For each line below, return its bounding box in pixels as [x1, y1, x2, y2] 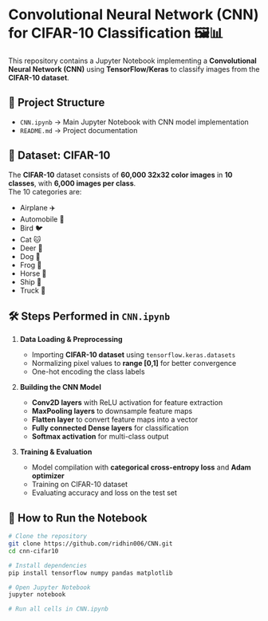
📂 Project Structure [8, 96, 105, 109]
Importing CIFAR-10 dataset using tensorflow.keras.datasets [31, 350, 236, 360]
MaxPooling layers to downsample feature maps [31, 407, 193, 416]
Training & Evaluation [19, 447, 93, 457]
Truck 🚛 [19, 285, 46, 295]
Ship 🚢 [19, 277, 42, 286]
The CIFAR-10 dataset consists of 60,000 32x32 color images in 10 [8, 170, 233, 179]
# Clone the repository [8, 533, 88, 540]
